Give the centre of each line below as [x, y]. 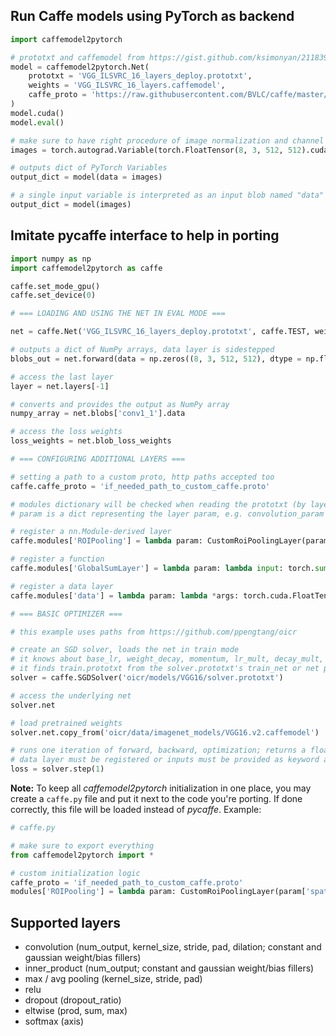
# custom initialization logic [75, 873]
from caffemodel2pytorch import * [82, 855]
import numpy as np [51, 259]
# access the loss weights [66, 432]
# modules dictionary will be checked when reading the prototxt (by [158, 504]
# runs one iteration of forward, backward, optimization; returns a [158, 750]
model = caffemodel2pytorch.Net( [80, 67]
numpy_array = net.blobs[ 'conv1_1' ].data [98, 414]
